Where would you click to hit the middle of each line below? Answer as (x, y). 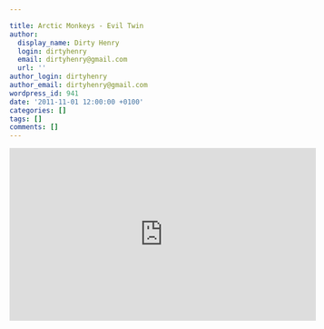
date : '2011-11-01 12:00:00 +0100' (77, 102)
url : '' (32, 68)
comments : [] (34, 127)
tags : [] (26, 119)
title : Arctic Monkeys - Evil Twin (77, 25)
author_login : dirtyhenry (58, 77)
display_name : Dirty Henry (69, 43)
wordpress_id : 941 (44, 93)
